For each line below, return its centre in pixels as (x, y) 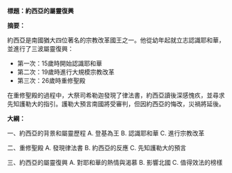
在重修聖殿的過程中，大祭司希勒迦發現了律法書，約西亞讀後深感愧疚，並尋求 (116, 95)
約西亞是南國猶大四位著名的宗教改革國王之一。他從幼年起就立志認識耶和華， (116, 40)
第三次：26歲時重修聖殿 (51, 81)
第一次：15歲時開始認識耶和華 (59, 63)
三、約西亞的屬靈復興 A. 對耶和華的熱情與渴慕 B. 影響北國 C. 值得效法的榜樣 (115, 162)
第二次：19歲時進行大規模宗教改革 (66, 72)
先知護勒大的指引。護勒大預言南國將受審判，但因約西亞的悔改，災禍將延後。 (116, 104)
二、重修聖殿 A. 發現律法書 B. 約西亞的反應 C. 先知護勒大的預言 (97, 148)
